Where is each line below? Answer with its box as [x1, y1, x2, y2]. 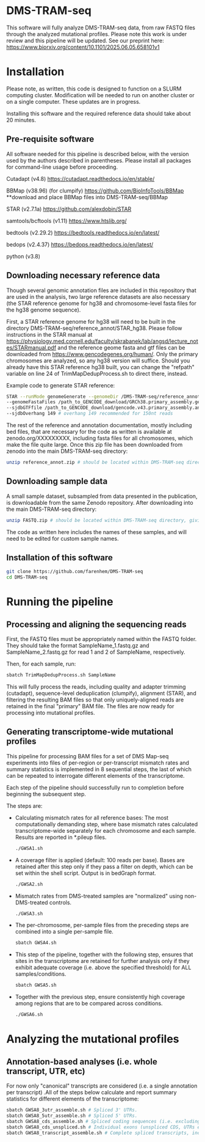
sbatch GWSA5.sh [15, 982, 57, 989]
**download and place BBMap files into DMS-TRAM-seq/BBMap [6, 193, 168, 200]
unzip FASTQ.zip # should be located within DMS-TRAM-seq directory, [6, 517, 187, 523]
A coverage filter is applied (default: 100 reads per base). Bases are [15, 856, 185, 863]
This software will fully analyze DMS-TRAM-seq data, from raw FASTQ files [6, 24, 195, 31]
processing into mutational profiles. [6, 709, 95, 716]
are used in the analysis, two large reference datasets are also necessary [6, 293, 190, 300]
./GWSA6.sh [15, 1012, 43, 1018]
